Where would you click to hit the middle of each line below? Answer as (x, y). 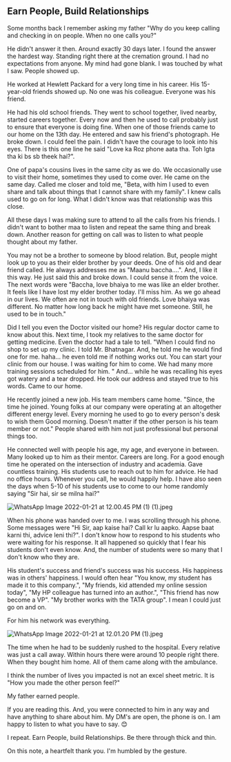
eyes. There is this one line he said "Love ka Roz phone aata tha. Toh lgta (111, 149)
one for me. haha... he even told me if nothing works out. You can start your (114, 356)
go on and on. (27, 607)
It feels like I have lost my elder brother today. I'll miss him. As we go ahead (114, 292)
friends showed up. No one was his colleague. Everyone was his (124, 91)
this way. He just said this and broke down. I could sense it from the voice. (113, 277)
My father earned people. (43, 696)
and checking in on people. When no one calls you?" (82, 35)
